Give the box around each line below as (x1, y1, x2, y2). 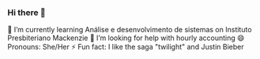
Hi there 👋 (7, 7, 47, 18)
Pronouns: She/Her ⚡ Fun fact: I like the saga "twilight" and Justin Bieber (7, 42, 244, 52)
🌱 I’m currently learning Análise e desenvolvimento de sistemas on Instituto (7, 25, 252, 35)
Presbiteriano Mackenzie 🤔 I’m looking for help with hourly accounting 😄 (7, 33, 245, 42)
